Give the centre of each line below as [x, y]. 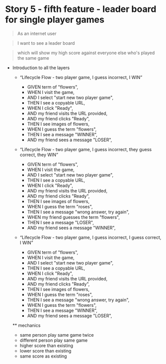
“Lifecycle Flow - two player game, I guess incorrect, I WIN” [81, 77]
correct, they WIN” [39, 155]
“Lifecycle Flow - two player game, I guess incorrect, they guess [86, 149]
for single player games [55, 20]
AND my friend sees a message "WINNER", [71, 228]
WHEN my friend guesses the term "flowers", [74, 217]
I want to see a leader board [46, 43]
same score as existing [43, 356]
